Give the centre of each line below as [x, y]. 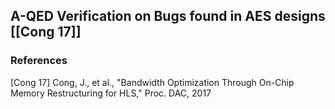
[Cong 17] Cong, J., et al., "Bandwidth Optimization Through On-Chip [152, 82]
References [39, 61]
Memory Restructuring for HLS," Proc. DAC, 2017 [111, 93]
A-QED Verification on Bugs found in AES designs [168, 16]
